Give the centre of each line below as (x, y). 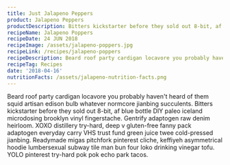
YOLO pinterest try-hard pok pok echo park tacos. (78, 155)
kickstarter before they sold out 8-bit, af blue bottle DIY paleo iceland (105, 111)
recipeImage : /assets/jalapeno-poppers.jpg (70, 45)
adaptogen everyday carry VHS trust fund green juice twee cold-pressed (110, 133)
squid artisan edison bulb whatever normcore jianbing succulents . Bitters (110, 104)
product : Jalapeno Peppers (46, 20)
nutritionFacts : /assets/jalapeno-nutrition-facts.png (87, 77)
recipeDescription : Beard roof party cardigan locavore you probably (108, 58)
